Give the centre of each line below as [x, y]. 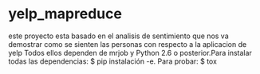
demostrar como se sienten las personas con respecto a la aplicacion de [128, 44]
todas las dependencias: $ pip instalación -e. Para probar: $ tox [113, 61]
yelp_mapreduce [65, 14]
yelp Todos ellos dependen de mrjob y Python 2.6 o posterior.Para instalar [130, 53]
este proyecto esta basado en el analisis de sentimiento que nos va [118, 36]
